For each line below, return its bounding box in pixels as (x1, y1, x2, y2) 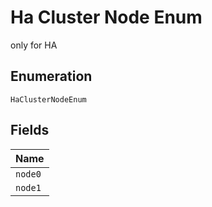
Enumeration (10, 68, 93, 85)
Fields (10, 122, 50, 139)
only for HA (10, 39, 58, 51)
